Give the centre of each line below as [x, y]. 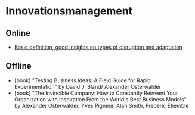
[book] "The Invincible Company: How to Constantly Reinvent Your [96, 93]
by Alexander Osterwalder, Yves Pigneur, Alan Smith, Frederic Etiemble [101, 105]
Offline [18, 66]
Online [18, 33]
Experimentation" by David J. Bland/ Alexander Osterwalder [88, 86]
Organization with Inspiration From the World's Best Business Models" [100, 99]
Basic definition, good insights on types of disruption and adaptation [98, 47]
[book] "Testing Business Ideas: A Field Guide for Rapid [82, 80]
